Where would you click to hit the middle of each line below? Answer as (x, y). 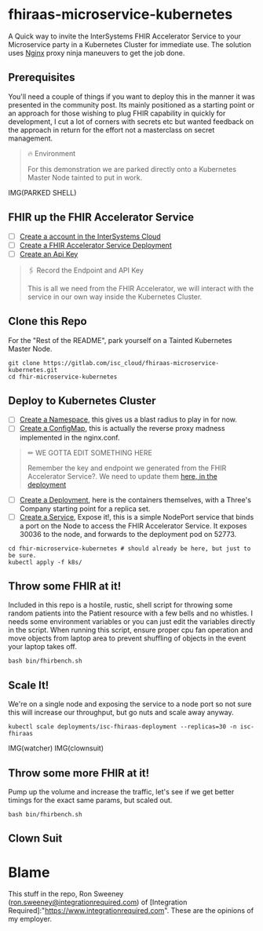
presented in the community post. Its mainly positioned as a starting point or (131, 104)
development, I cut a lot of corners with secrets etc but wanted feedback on (131, 121)
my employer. (30, 919)
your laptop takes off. (42, 647)
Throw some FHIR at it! (65, 586)
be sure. (22, 555)
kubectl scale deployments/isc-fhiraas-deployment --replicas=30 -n (122, 727)
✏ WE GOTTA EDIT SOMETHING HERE (90, 452)
